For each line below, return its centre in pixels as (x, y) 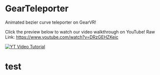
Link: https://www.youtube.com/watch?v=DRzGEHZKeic (62, 37)
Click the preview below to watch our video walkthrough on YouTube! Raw (80, 32)
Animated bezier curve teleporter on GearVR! (51, 22)
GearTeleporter (37, 9)
